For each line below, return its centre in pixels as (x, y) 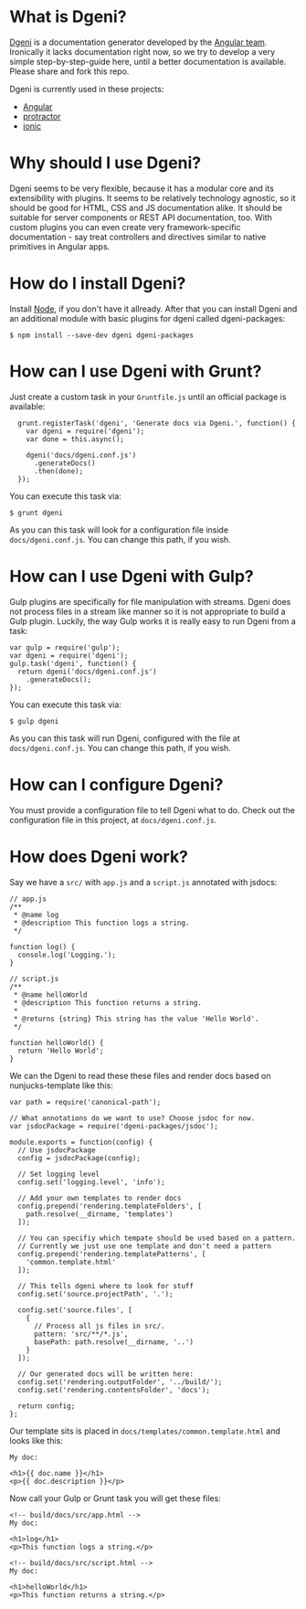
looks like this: (37, 1440)
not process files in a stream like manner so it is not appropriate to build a (148, 611)
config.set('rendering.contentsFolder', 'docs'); (114, 1390)
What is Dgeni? (68, 17)
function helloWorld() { (57, 1043)
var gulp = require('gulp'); (65, 647)
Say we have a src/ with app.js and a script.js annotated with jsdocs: (143, 882)
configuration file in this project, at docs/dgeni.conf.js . (113, 820)
